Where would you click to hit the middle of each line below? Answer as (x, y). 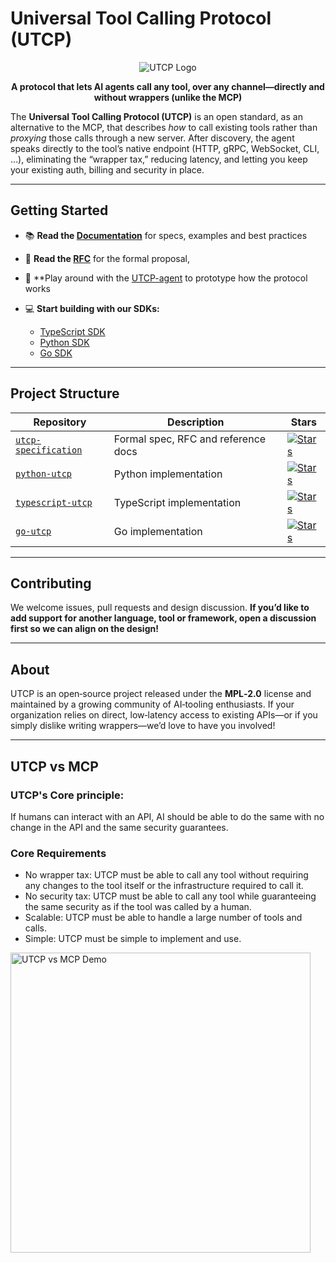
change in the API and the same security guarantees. (119, 827)
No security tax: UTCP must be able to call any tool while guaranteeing (170, 896)
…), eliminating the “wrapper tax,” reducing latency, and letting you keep (159, 159)
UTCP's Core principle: (67, 795)
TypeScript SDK (72, 331)
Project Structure (65, 393)
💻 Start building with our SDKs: (92, 308)
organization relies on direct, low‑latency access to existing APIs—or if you (164, 715)
